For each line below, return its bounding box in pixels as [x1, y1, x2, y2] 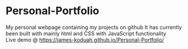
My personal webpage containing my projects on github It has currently [5, 24, 182, 31]
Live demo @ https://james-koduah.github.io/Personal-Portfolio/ [5, 36, 164, 43]
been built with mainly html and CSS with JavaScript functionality [5, 30, 166, 37]
